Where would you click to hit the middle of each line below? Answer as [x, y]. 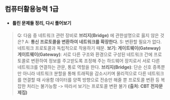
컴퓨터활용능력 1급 [32, 9]
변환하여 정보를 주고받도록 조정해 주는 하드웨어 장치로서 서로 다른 [95, 60]
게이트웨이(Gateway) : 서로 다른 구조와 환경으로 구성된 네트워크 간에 [85, 54]
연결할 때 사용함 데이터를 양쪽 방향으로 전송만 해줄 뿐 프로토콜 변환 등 [91, 80]
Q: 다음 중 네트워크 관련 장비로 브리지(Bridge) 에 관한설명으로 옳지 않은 [88, 35]
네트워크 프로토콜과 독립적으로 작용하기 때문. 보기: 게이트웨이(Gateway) [89, 48]
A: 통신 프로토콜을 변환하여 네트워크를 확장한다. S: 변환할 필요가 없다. [93, 42]
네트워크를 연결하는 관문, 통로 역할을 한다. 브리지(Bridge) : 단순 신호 [84, 67]
